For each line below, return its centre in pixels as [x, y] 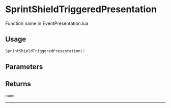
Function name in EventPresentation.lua [47, 23]
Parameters [24, 67]
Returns [18, 84]
